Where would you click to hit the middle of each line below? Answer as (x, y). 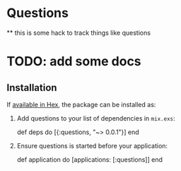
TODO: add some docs (74, 61)
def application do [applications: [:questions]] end (90, 159)
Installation (32, 88)
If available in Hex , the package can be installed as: (81, 104)
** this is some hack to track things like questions (79, 33)
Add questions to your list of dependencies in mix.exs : (96, 118)
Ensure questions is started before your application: (92, 145)
